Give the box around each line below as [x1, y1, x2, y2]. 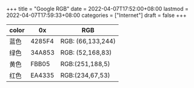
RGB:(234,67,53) [60, 71, 110, 80]
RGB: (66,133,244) [60, 37, 116, 45]
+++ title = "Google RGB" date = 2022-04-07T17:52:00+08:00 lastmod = [6, 5, 189, 12]
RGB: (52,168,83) [60, 49, 112, 56]
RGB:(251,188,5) [60, 60, 110, 68]
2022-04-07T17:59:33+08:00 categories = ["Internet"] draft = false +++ [6, 12, 187, 19]
